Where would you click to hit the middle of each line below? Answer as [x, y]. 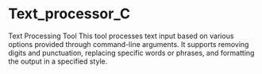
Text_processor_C [69, 14]
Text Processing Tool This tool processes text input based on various [121, 36]
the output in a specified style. [58, 61]
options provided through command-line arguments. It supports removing [129, 44]
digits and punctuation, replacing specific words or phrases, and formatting [131, 53]
